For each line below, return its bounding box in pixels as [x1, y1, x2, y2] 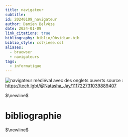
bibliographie [5, 110, 62, 121]
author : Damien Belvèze [5, 21, 55, 27]
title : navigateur [5, 7, 44, 13]
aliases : [5, 45, 24, 50]
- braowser [10, 49, 33, 54]
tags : [5, 59, 17, 64]
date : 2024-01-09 [5, 26, 42, 31]
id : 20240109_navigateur [5, 17, 57, 22]
